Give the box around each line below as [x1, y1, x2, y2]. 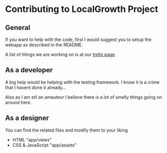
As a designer [5, 114, 49, 123]
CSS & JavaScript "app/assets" [12, 142, 77, 148]
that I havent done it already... [5, 84, 66, 90]
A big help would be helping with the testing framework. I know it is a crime [5, 79, 160, 85]
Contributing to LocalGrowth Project [5, 3, 159, 15]
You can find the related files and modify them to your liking [5, 127, 128, 133]
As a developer [5, 66, 53, 74]
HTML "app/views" [12, 137, 52, 143]
